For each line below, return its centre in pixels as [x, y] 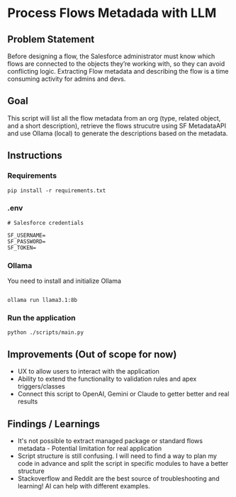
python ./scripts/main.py [45, 333]
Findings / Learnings [54, 424]
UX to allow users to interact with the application [88, 372]
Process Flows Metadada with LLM [112, 13]
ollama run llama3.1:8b [43, 300]
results [28, 401]
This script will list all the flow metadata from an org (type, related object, [114, 118]
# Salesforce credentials [45, 223]
